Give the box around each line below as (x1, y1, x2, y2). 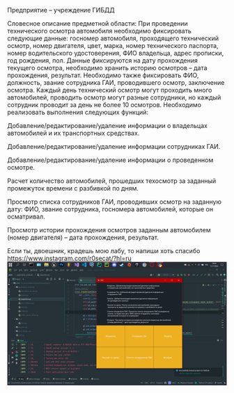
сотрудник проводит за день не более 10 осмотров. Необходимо (7, 101, 202, 109)
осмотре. (7, 163, 36, 171)
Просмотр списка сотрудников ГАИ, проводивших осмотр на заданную (7, 198, 221, 206)
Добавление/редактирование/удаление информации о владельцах (7, 122, 208, 129)
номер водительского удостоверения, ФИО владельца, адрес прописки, (7, 49, 224, 57)
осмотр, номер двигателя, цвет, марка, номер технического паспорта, (7, 42, 219, 49)
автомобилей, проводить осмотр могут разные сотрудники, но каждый (7, 93, 221, 102)
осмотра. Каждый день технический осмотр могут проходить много (7, 86, 212, 94)
